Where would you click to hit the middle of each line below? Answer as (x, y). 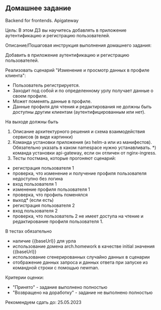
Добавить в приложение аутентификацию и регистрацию (67, 55)
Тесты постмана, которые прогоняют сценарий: (64, 158)
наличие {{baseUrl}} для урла (44, 241)
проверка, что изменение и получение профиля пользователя (79, 173)
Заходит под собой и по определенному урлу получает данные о (83, 91)
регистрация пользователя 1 (43, 168)
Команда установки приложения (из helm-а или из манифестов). (82, 142)
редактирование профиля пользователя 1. (58, 221)
